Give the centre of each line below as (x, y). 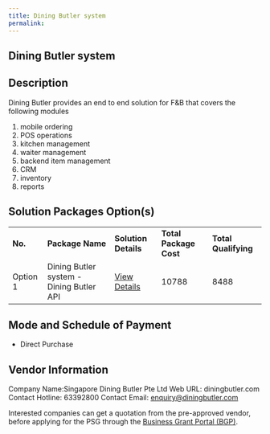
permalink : (27, 23)
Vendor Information (58, 369)
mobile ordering (46, 126)
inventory (36, 178)
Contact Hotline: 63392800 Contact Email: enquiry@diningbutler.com (123, 398)
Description (38, 83)
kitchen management (55, 143)
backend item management (65, 161)
